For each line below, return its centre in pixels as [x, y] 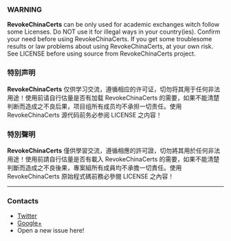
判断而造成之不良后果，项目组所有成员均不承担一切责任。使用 [95, 106]
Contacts [23, 200]
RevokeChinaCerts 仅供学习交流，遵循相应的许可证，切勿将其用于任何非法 [114, 89]
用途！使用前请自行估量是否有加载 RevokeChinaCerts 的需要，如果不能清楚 [113, 97]
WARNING [25, 10]
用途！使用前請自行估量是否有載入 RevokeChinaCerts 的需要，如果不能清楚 [113, 159]
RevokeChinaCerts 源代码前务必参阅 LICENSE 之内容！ [85, 115]
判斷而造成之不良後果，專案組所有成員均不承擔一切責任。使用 [95, 168]
